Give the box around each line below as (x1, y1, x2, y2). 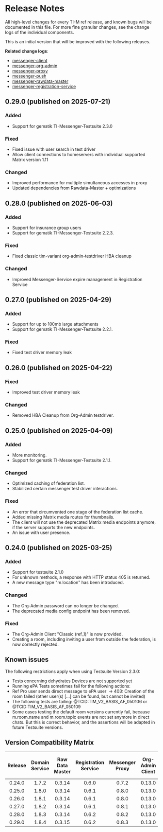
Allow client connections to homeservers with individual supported (12, 151, 146, 157)
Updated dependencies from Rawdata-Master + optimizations (12, 185, 136, 191)
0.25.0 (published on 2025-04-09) (5, 426, 113, 435)
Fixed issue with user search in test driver (12, 146, 96, 152)
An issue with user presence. (12, 530, 70, 535)
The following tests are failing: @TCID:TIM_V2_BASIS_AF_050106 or (12, 698, 147, 704)
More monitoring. (12, 452, 47, 458)
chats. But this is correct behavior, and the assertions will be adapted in (12, 719, 155, 725)
